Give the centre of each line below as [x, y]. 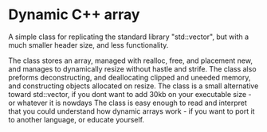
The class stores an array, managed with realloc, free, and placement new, [131, 60]
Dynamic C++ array [74, 15]
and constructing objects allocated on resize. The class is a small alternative [133, 86]
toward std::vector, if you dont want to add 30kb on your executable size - [130, 94]
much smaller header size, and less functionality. [88, 45]
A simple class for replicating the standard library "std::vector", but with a [129, 37]
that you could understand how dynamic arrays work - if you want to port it [132, 111]
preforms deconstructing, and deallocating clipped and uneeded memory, [130, 77]
